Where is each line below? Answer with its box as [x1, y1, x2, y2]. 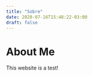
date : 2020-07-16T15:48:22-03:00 [6, 14, 88, 20]
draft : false [6, 19, 38, 25]
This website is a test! [6, 64, 58, 71]
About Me [6, 45, 55, 58]
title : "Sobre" [6, 8, 43, 15]
